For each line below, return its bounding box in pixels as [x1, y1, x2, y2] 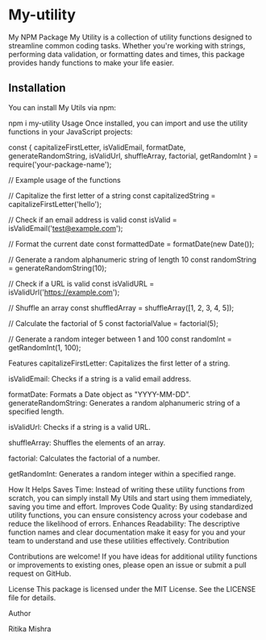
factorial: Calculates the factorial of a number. [8, 453, 160, 463]
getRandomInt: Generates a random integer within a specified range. [8, 469, 236, 478]
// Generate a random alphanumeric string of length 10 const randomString [8, 254, 256, 264]
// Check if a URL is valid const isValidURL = [8, 279, 155, 288]
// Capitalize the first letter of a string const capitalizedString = [8, 191, 216, 200]
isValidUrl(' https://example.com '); [8, 287, 120, 297]
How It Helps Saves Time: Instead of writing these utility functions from [8, 485, 245, 494]
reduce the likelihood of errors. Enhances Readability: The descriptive [8, 518, 240, 528]
